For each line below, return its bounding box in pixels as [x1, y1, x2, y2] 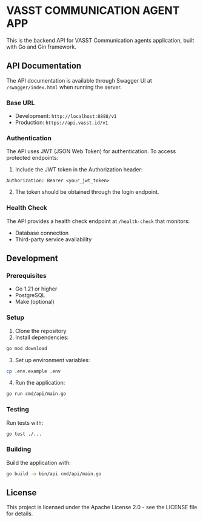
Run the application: [15, 379, 65, 386]
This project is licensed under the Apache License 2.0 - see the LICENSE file [6, 504, 198, 511]
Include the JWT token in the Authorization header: [15, 166, 143, 173]
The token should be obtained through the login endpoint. [15, 188, 159, 196]
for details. [6, 510, 33, 517]
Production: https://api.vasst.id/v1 [15, 119, 108, 126]
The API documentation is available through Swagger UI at [6, 77, 153, 84]
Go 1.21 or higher [15, 285, 58, 292]
